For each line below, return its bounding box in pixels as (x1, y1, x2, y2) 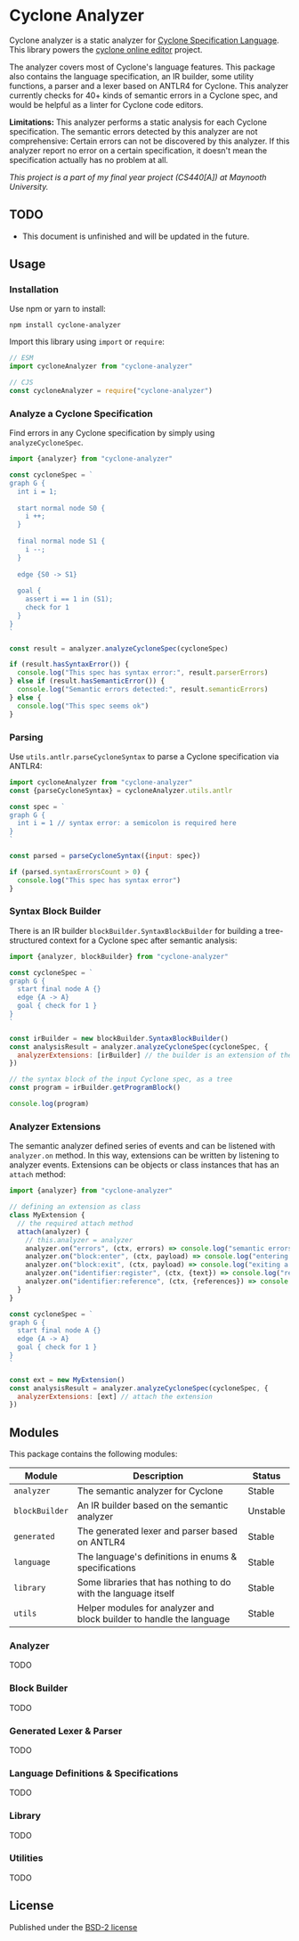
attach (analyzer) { (17, 1227, 90, 1236)
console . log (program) (9, 1100, 90, 1109)
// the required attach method (17, 1218, 133, 1228)
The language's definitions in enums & (77, 1551, 238, 1563)
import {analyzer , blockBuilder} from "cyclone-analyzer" (9, 952, 229, 961)
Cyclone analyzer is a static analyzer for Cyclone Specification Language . (9, 35, 279, 45)
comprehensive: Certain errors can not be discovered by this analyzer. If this (9, 135, 290, 146)
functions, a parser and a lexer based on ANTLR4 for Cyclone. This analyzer (9, 80, 289, 91)
